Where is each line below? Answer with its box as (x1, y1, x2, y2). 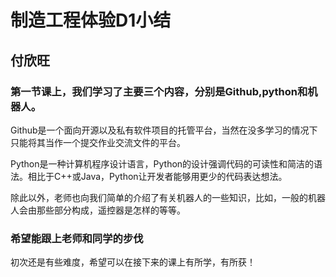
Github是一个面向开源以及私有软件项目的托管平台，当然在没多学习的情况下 (10, 124, 318, 136)
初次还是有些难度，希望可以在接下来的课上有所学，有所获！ (10, 256, 256, 268)
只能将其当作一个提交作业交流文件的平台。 (10, 136, 186, 148)
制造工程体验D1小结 (10, 9, 172, 32)
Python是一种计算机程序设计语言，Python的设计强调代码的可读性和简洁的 (10, 157, 315, 170)
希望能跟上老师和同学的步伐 (10, 231, 144, 245)
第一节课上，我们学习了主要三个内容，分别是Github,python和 (10, 84, 308, 98)
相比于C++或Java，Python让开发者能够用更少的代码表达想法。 (27, 170, 288, 182)
